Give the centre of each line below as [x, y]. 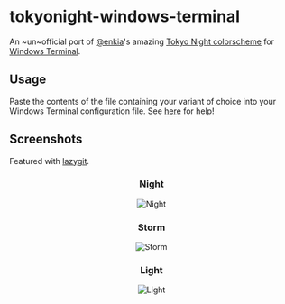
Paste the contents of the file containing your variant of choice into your [143, 101]
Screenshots [46, 139]
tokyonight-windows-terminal [125, 17]
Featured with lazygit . [50, 161]
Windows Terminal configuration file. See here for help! [112, 111]
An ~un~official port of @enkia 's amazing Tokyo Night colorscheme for [142, 41]
